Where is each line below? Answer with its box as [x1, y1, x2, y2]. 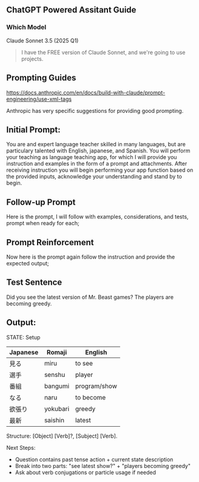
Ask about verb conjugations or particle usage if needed [15, 469, 157, 476]
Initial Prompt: [6, 124, 61, 135]
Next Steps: [6, 444, 36, 451]
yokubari [44, 404, 70, 413]
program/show [75, 382, 117, 390]
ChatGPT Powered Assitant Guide [6, 5, 137, 15]
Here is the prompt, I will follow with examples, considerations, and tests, [6, 213, 189, 220]
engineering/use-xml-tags [6, 95, 72, 103]
